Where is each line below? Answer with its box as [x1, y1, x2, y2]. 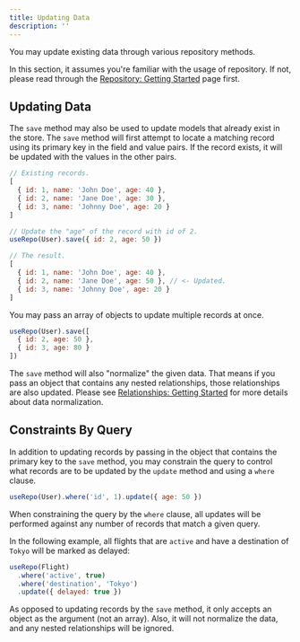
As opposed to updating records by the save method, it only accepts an [9, 603, 272, 615]
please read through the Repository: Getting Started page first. [9, 73, 240, 84]
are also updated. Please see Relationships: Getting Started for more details [9, 387, 288, 398]
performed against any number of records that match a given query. [9, 518, 261, 529]
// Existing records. [9, 169, 90, 178]
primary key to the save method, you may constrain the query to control [9, 455, 273, 467]
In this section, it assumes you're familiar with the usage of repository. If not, [9, 64, 292, 75]
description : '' [9, 22, 70, 31]
